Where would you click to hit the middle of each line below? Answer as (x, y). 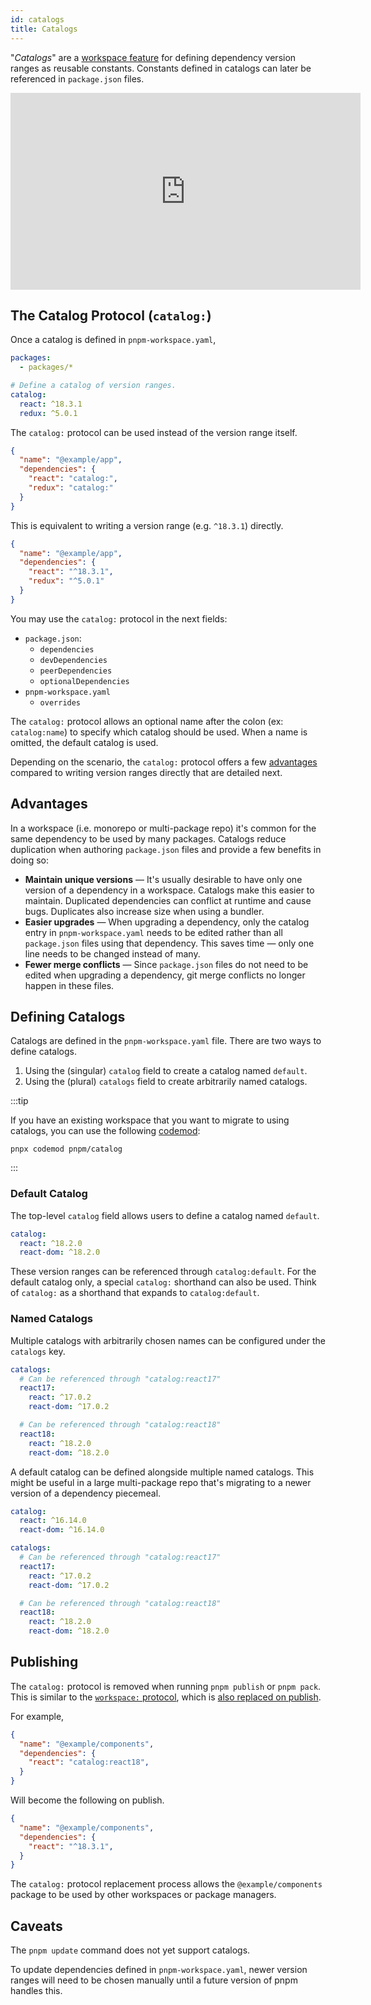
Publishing (44, 1662)
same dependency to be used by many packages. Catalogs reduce (148, 838)
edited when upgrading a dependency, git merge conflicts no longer (165, 975)
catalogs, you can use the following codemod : (105, 1131)
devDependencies (73, 660)
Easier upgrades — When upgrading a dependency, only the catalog (167, 922)
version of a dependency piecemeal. (86, 1493)
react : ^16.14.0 (53, 1521)
